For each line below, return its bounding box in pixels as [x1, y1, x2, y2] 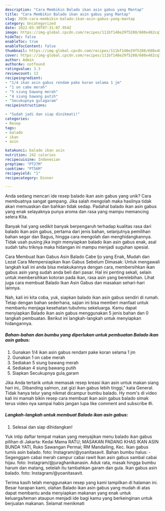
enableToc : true [5, 39, 38, 44]
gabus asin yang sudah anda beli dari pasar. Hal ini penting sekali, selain [5, 269, 152, 275]
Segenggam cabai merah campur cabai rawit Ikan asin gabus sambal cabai [5, 455, 157, 460]
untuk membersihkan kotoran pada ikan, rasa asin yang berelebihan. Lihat [5, 275, 155, 281]
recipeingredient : [5, 76, 43, 80]
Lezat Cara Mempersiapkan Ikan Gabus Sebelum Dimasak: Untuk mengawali [5, 259, 160, 265]
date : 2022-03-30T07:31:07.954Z [5, 26, 71, 30]
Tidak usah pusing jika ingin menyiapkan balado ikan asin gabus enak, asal [5, 239, 157, 245]
